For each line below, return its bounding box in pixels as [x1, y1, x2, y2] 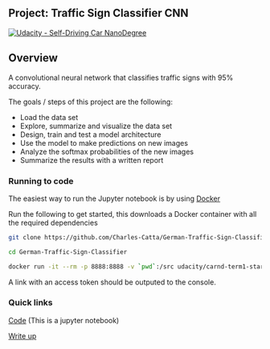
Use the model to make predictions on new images [19, 138, 189, 147]
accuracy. [8, 81, 42, 91]
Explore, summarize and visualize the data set [19, 121, 173, 131]
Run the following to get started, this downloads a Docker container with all [8, 209, 257, 218]
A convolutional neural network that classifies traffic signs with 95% [8, 73, 234, 82]
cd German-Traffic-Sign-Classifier [8, 247, 128, 256]
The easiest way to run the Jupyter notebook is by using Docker [8, 193, 221, 203]
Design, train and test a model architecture [19, 129, 162, 139]
